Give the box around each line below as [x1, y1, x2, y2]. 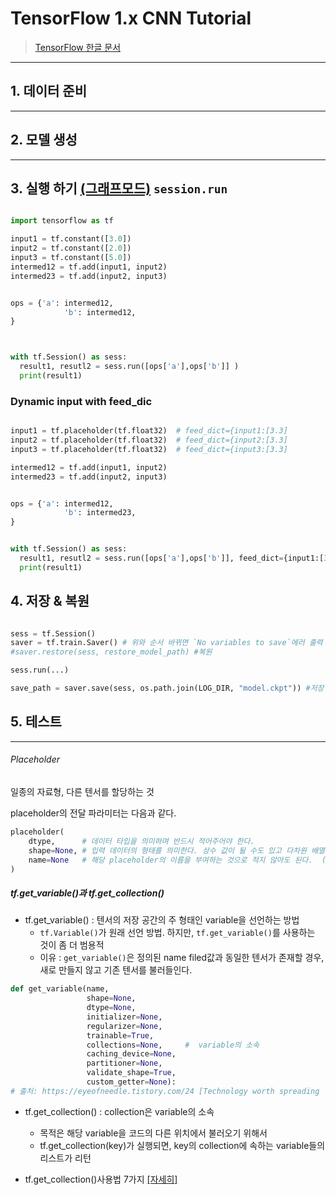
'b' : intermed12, [63, 307, 137, 317]
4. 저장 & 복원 [10, 593, 90, 610]
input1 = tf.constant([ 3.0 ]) [10, 234, 132, 244]
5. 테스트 [10, 713, 62, 731]
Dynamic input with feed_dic [10, 394, 153, 408]
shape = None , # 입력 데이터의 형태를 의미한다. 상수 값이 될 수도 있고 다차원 [28, 845, 307, 856]
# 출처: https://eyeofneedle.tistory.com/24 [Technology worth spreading [10, 1086, 320, 1096]
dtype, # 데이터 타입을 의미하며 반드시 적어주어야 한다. [28, 836, 255, 846]
